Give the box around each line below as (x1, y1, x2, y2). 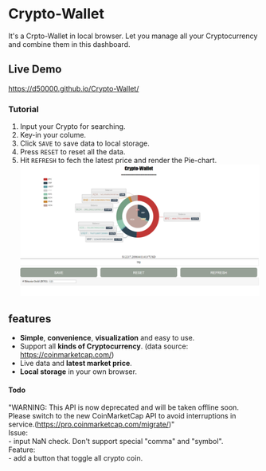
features (8, 312, 52, 325)
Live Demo (8, 63, 62, 76)
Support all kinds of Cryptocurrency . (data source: (19, 341, 189, 351)
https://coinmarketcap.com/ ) (19, 350, 115, 360)
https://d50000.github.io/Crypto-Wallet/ (8, 84, 139, 93)
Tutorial (8, 103, 39, 115)
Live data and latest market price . (19, 359, 133, 368)
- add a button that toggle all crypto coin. (8, 453, 143, 463)
